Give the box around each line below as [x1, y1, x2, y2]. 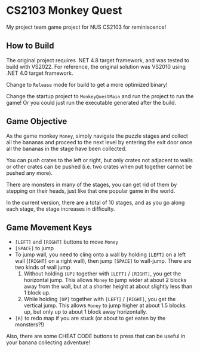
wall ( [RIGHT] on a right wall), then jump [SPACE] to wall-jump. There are [14, 257, 192, 265]
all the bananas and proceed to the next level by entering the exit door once [6, 138, 193, 145]
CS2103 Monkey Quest [6, 4, 122, 17]
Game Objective [6, 116, 67, 126]
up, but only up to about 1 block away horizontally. [23, 308, 147, 315]
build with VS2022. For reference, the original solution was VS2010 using [6, 63, 186, 70]
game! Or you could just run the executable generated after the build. [6, 99, 177, 106]
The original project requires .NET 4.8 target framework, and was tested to [6, 56, 190, 63]
